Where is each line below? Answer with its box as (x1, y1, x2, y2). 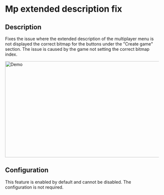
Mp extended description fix (5, 3, 123, 15)
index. (5, 51, 18, 57)
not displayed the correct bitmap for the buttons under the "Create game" (5, 41, 153, 47)
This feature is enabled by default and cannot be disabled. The (5, 179, 131, 185)
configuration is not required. (5, 184, 63, 190)
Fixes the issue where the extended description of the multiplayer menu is (5, 36, 154, 42)
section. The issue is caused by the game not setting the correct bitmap (5, 46, 150, 52)
